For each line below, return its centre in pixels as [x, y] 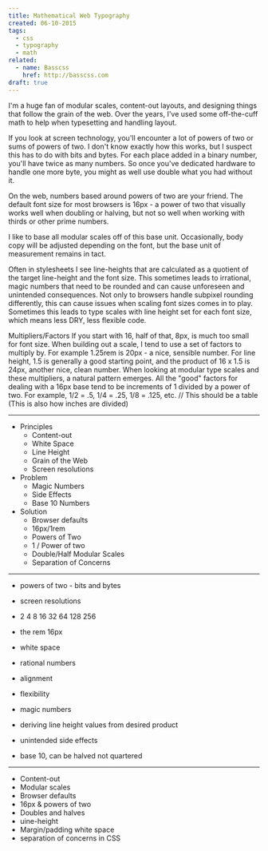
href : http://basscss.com [66, 75]
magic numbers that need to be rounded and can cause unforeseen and [126, 286]
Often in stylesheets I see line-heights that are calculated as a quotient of [128, 269]
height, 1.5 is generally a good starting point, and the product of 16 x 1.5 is [129, 361]
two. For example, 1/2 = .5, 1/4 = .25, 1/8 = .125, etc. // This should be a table [133, 395]
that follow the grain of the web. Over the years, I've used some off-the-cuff [133, 113]
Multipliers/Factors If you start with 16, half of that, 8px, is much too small [129, 336]
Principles [36, 426]
